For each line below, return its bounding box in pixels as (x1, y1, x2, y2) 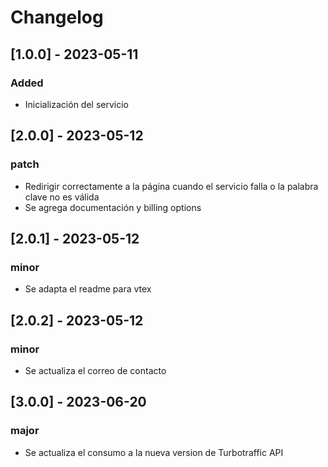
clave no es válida (24, 191, 100, 203)
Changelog (10, 6, 104, 29)
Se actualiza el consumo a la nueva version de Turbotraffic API (24, 446, 284, 458)
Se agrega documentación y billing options (24, 201, 202, 213)
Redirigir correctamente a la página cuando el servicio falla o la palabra (24, 180, 319, 192)
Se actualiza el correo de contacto (24, 364, 167, 376)
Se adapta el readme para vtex (24, 283, 152, 295)
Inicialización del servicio (24, 98, 129, 110)
